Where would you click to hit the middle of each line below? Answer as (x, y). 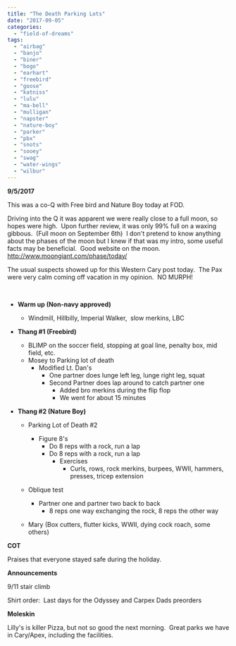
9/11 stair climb (29, 586)
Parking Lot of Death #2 (63, 425)
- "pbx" (25, 138)
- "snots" (28, 145)
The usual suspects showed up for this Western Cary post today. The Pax (115, 269)
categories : (25, 27)
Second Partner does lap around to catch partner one (127, 383)
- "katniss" (31, 92)
